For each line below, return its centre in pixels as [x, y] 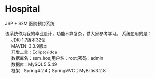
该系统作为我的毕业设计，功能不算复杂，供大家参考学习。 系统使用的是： [78, 33]
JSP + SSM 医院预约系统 [30, 23]
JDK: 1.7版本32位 [28, 40]
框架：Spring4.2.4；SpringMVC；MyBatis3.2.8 [58, 70]
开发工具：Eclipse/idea [34, 52]
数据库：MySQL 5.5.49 [34, 64]
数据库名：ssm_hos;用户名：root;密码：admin [57, 58]
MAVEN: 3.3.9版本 [29, 46]
